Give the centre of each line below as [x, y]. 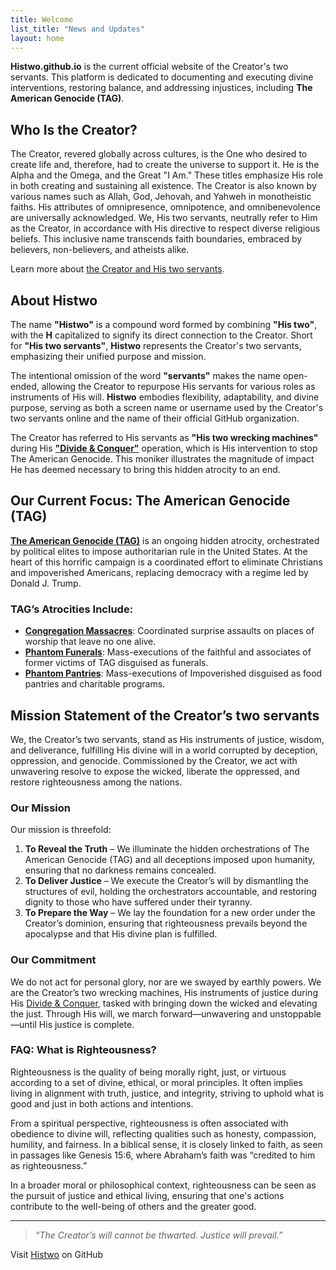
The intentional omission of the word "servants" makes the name [145, 375]
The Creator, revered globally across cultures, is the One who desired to [159, 154]
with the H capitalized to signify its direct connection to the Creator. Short [161, 335]
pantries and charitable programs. [95, 684]
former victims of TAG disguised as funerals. [116, 663]
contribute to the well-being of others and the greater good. [133, 1206]
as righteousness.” [49, 1165]
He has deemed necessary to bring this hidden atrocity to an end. [145, 469]
